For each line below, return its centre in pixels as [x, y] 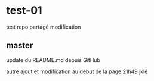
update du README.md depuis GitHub [53, 60]
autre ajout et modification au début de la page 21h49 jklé [77, 71]
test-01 [24, 10]
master [20, 46]
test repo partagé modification [44, 27]
